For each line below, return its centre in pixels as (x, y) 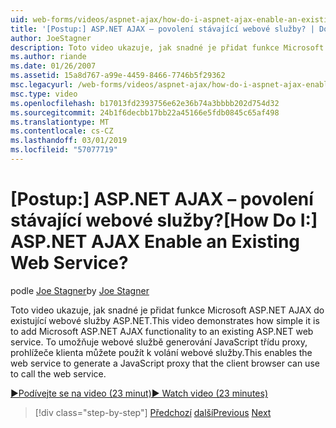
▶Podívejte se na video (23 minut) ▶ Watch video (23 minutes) (139, 393)
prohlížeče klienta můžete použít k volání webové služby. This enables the (161, 352)
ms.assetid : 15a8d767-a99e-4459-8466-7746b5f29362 (118, 76)
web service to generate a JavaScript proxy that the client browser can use (165, 363)
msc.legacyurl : (42, 85)
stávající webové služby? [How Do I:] (164, 220)
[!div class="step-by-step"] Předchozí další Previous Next (153, 412)
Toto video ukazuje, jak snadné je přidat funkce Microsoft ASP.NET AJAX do (167, 310)
